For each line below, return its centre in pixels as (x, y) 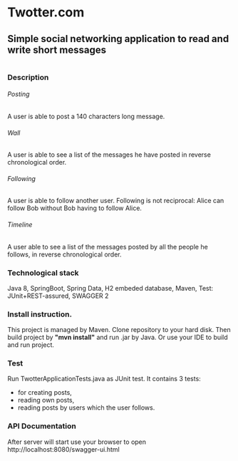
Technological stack (43, 273)
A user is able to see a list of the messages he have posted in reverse (109, 155)
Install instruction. (40, 314)
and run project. (31, 345)
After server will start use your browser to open (77, 442)
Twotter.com (46, 12)
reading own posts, (46, 400)
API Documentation (42, 426)
